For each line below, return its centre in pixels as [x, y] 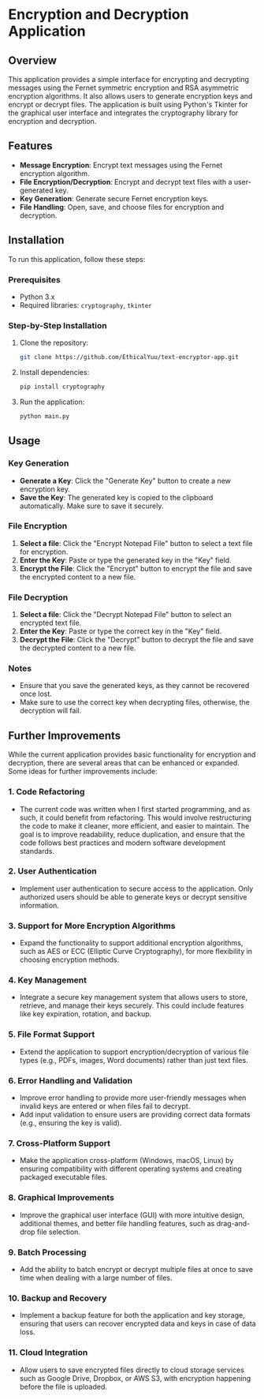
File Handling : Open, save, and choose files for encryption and [122, 207]
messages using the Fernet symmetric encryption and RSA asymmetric [123, 88]
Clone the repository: [54, 343]
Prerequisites [34, 279]
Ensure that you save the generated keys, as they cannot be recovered [134, 686]
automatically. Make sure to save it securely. [91, 506]
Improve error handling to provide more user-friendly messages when [133, 1098]
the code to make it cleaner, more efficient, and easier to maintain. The [134, 825]
